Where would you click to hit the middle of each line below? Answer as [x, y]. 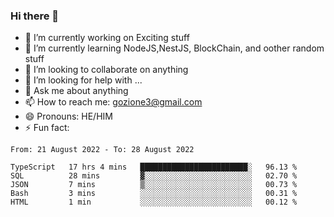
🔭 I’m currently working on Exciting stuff [107, 38]
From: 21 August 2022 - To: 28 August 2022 [102, 150]
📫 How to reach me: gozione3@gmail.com [113, 102]
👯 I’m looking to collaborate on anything [106, 70]
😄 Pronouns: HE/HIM [68, 116]
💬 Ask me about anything [76, 91]
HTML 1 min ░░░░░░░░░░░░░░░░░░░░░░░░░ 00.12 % [154, 202]
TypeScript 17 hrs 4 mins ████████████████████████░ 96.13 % [154, 167]
